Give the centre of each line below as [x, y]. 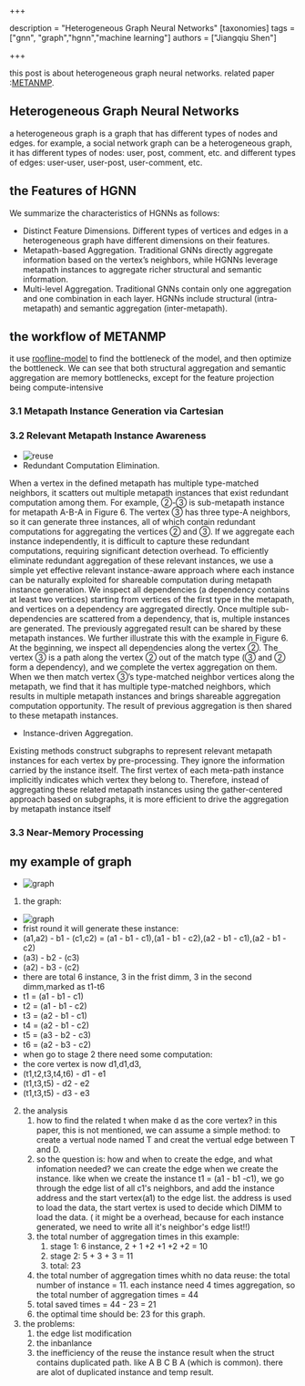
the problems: [49, 1324]
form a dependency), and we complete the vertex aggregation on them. [143, 667]
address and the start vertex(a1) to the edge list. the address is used [164, 1198]
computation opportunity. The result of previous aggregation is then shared [151, 705]
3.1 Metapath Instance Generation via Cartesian [117, 411]
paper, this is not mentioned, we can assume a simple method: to [158, 1130]
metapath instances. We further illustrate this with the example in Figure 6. [149, 638]
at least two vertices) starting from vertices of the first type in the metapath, [152, 599]
